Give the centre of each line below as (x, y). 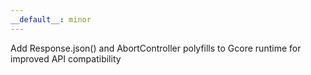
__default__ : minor (51, 19)
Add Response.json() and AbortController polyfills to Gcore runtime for (156, 48)
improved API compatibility (66, 58)
